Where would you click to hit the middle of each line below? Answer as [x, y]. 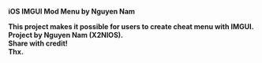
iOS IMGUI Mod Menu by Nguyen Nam [72, 11]
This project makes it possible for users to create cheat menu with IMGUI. [131, 26]
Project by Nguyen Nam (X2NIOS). [66, 35]
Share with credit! [38, 43]
